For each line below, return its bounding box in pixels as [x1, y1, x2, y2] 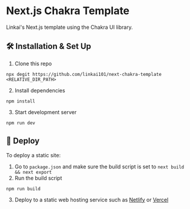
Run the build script [14, 174, 62, 181]
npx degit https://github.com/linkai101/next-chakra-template [6, 71, 162, 77]
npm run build [6, 185, 41, 192]
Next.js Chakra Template [6, 4, 130, 18]
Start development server [14, 108, 77, 115]
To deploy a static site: [6, 151, 61, 158]
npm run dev [6, 120, 35, 126]
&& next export [14, 169, 52, 175]
